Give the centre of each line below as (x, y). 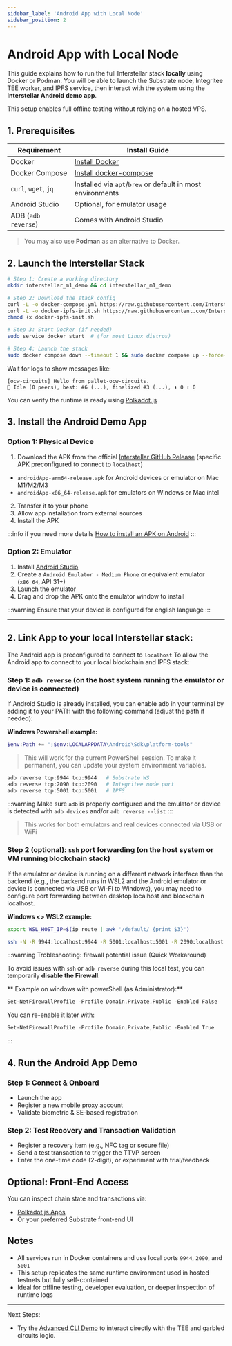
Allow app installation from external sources (80, 513)
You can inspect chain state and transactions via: (77, 1198)
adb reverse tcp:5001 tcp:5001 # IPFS (66, 790)
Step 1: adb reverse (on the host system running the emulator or (116, 680)
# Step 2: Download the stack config (61, 298)
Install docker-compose (114, 173)
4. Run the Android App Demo (72, 1063)
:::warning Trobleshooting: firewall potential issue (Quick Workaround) (107, 955)
